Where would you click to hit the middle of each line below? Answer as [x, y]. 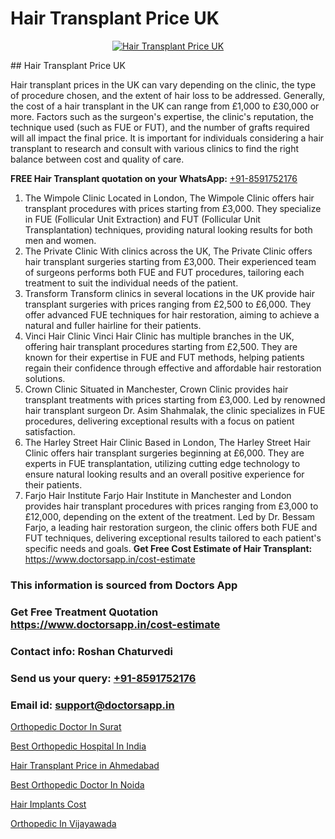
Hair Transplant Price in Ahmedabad [85, 765]
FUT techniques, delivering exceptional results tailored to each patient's [173, 538]
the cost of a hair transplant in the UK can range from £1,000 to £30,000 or [165, 106]
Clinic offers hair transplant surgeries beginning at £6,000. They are [164, 453]
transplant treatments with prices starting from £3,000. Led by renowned [175, 399]
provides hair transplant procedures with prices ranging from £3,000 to [171, 506]
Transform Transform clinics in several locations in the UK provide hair [169, 293]
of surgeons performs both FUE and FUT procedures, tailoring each [164, 272]
